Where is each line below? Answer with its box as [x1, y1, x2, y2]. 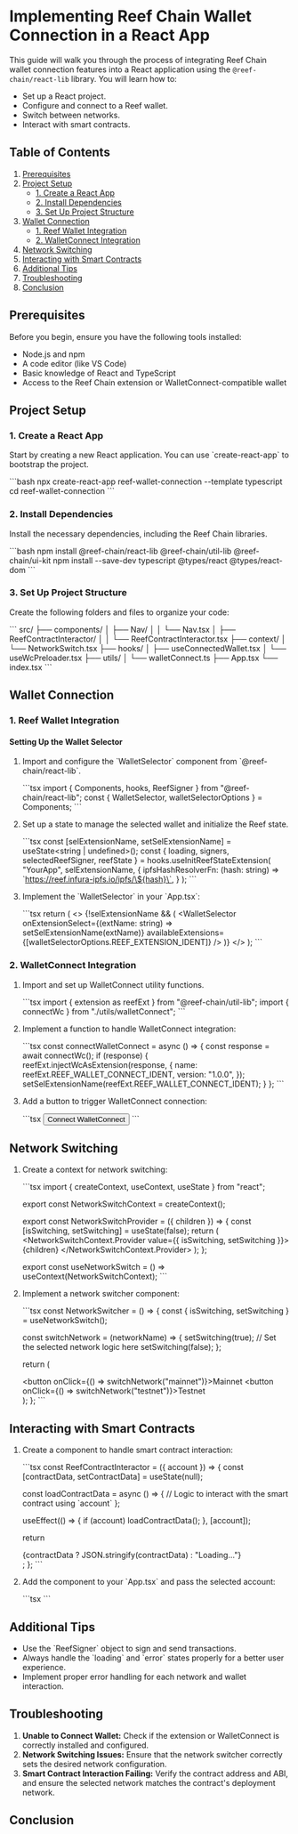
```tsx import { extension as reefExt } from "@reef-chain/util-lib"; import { [21, 997, 289, 1007]
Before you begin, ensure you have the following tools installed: [9, 331, 242, 342]
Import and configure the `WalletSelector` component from [21, 756, 238, 767]
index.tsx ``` [9, 661, 52, 673]
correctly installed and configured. [21, 1740, 149, 1750]
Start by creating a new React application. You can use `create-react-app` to [9, 449, 289, 460]
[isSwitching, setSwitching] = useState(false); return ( [21, 1225, 220, 1236]
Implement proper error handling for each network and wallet [21, 1671, 247, 1683]
